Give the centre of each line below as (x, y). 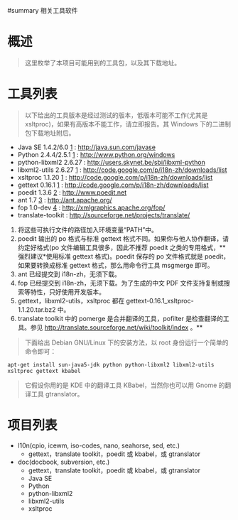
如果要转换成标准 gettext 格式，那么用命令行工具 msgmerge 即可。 (116, 265)
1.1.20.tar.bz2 (37, 309)
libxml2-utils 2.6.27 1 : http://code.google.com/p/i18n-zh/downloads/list (122, 170)
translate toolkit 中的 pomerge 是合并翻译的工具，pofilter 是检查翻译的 (120, 318)
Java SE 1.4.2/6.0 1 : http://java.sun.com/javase (87, 147)
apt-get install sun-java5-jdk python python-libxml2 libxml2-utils (111, 364)
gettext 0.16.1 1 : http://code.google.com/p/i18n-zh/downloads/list (113, 185)
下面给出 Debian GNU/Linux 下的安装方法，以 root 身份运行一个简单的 (126, 342)
